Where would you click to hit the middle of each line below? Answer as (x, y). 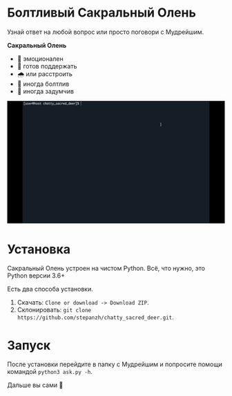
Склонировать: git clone (54, 310)
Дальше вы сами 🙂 (35, 385)
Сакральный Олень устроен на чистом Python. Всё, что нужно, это (106, 269)
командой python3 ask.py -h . (50, 372)
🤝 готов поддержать (47, 66)
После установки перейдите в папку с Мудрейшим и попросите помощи (115, 364)
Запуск (29, 345)
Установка (39, 249)
